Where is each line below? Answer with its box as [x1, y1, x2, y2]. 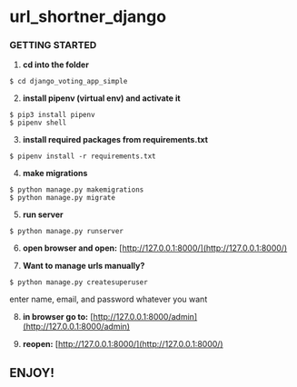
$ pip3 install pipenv [9, 111, 95, 120]
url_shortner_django [9, 6, 166, 27]
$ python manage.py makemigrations [9, 185, 144, 194]
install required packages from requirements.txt [22, 134, 209, 145]
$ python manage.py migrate [9, 193, 116, 203]
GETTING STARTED [9, 39, 97, 52]
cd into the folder [22, 59, 89, 70]
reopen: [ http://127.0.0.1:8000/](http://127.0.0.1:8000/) [22, 339, 224, 350]
